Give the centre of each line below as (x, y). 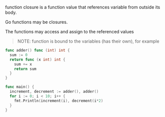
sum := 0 (19, 55)
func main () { (20, 87)
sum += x (23, 64)
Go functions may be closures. (37, 22)
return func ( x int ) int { (38, 59)
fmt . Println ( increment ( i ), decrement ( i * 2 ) (59, 101)
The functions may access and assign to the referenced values (70, 31)
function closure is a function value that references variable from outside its (83, 7)
